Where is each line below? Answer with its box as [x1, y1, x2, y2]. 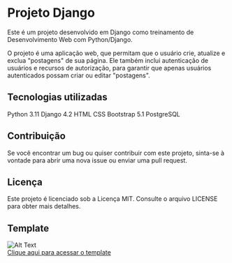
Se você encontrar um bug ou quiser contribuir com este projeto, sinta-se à [7, 149, 225, 157]
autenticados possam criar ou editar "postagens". [7, 71, 150, 80]
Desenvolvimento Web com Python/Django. [7, 35, 133, 43]
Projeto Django [7, 5, 96, 21]
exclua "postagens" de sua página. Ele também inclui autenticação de [7, 56, 209, 64]
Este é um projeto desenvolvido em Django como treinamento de [7, 28, 194, 36]
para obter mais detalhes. [7, 202, 81, 211]
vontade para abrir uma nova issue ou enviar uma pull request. [7, 156, 187, 165]
